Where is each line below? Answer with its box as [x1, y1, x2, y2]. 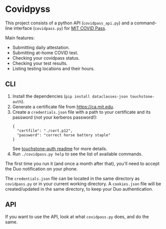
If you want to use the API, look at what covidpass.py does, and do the [5, 214, 149, 220]
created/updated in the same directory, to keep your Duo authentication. [5, 186, 153, 192]
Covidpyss [5, 3, 51, 15]
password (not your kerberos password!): [12, 114, 98, 120]
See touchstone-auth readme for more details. [12, 146, 108, 152]
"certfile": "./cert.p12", [17, 128, 73, 133]
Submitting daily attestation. [12, 44, 70, 50]
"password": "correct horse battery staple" [17, 133, 111, 138]
